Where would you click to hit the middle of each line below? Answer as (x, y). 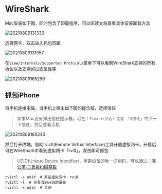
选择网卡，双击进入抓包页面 (33, 43)
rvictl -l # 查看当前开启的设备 (36, 182)
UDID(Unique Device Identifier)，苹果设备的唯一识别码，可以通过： (84, 161)
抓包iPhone (22, 96)
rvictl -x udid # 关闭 (28, 187)
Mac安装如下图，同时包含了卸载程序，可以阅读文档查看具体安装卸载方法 (78, 23)
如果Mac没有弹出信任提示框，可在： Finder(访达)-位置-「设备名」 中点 (85, 118)
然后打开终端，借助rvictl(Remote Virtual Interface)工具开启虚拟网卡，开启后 (81, 144)
